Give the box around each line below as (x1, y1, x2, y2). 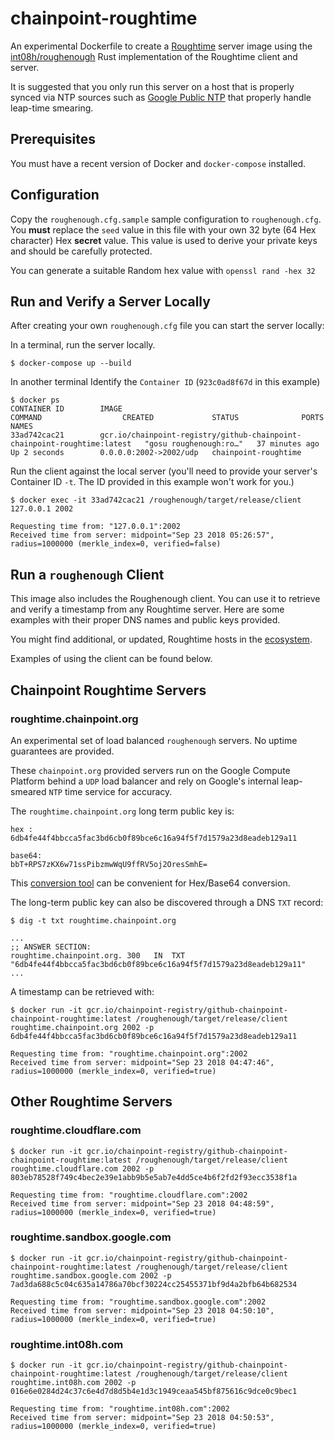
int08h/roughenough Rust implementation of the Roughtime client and (10, 50, 298, 62)
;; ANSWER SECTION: (10, 942, 92, 952)
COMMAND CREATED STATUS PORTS (10, 413, 325, 423)
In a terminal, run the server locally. (10, 339, 156, 351)
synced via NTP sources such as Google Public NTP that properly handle (10, 91, 312, 103)
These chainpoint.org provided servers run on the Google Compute (10, 764, 291, 776)
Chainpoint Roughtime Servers (10, 682, 207, 699)
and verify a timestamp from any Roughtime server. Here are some (10, 603, 285, 616)
